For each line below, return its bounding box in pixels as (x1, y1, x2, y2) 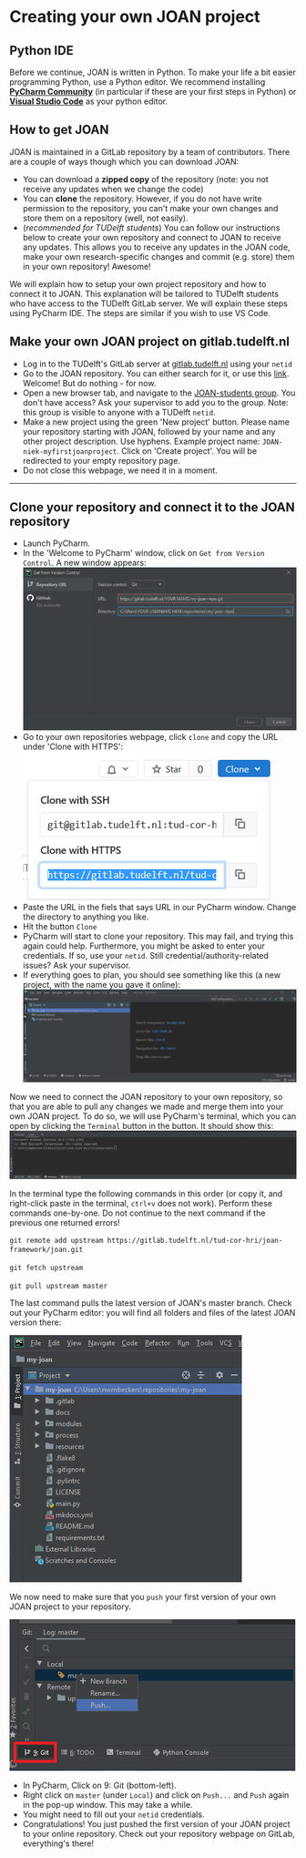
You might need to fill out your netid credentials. (22, 1809, 205, 1820)
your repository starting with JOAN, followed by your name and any (22, 426, 276, 436)
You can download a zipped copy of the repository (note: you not (22, 173, 269, 184)
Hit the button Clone (22, 921, 97, 932)
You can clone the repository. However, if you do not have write (22, 193, 262, 204)
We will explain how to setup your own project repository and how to (9, 278, 267, 289)
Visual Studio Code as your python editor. (9, 96, 168, 107)
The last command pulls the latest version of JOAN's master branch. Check (9, 1297, 292, 1309)
